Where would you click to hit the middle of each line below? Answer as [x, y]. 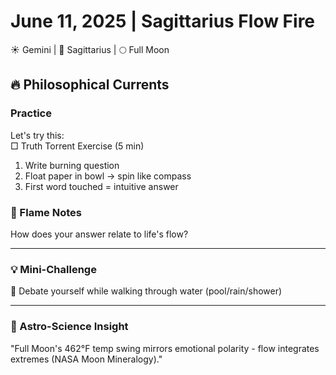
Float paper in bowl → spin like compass [108, 176]
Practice [31, 113]
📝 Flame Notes [46, 212]
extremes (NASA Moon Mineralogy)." [86, 359]
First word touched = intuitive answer [101, 186]
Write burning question [72, 165]
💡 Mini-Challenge [53, 269]
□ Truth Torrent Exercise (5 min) [77, 146]
